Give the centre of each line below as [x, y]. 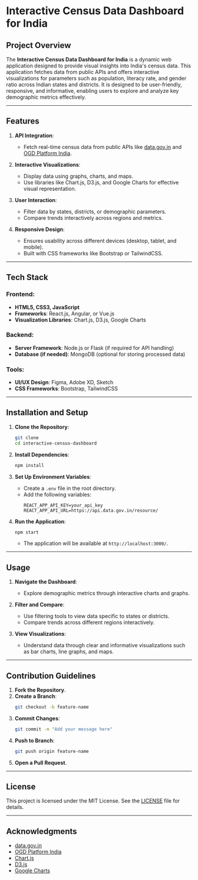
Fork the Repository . [40, 690]
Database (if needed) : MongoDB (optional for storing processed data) [100, 354]
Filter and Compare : [39, 605]
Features [23, 121]
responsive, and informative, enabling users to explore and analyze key [93, 91]
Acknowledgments [42, 831]
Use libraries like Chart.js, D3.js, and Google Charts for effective [101, 182]
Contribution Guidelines [51, 676]
